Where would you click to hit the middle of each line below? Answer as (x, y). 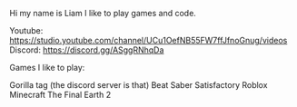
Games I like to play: (47, 68)
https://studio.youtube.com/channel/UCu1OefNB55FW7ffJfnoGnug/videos (148, 40)
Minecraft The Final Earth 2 (60, 95)
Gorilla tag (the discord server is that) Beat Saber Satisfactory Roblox (139, 85)
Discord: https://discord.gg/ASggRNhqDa (87, 50)
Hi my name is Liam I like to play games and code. (103, 13)
